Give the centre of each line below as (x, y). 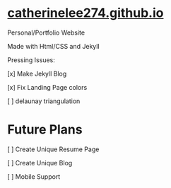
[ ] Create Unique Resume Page (53, 149)
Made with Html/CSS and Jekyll (54, 46)
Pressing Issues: (31, 60)
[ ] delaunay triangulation (44, 101)
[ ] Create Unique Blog (40, 163)
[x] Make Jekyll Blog (37, 74)
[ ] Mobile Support (34, 176)
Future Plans (45, 130)
